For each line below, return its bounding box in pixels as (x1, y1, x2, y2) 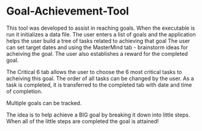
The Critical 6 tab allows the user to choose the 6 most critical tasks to (6, 68, 183, 75)
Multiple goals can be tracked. (6, 99, 82, 107)
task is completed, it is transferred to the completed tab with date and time (6, 81, 192, 89)
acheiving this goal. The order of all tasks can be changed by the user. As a (6, 75, 195, 82)
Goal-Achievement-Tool (6, 4, 129, 18)
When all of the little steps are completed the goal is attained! (6, 117, 159, 125)
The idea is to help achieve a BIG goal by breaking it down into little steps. (6, 111, 191, 118)
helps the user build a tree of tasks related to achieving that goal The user (6, 37, 191, 44)
